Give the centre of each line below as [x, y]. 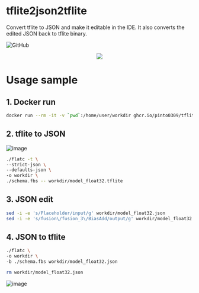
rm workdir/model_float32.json [45, 272]
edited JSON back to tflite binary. [46, 33]
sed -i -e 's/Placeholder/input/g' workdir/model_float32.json [86, 213]
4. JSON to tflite [36, 237]
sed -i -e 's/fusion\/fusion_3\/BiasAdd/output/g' [70, 218]
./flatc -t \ [22, 159]
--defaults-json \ [29, 170]
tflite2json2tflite [46, 11]
